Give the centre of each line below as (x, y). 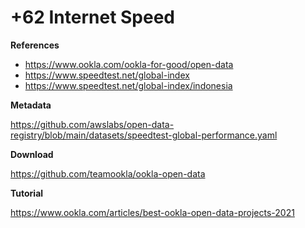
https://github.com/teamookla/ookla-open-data (108, 173)
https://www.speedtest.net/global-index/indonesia (128, 85)
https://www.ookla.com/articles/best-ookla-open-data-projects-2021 (152, 212)
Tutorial (27, 193)
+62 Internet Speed (93, 17)
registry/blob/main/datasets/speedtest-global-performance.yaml (144, 135)
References (35, 45)
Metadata (31, 105)
